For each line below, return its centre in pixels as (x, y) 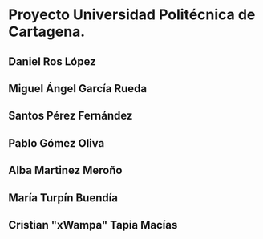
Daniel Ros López (52, 61)
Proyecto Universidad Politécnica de (132, 15)
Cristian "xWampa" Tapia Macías (93, 225)
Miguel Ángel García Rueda (77, 89)
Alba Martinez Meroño (65, 170)
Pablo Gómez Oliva (57, 143)
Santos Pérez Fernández (71, 116)
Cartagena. (47, 32)
